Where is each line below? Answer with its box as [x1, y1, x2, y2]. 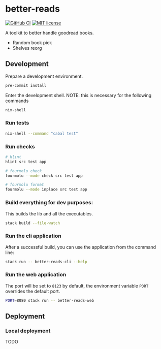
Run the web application [5, 271, 67, 278]
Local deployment [5, 327, 51, 334]
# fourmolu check [5, 168, 42, 173]
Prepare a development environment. [5, 73, 83, 79]
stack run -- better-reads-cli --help [5, 259, 87, 264]
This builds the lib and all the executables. [5, 210, 93, 216]
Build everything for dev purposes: [5, 199, 93, 206]
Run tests [5, 119, 29, 126]
